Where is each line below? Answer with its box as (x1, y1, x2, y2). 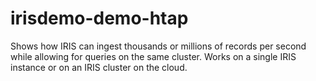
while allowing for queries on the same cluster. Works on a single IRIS (10, 50, 297, 62)
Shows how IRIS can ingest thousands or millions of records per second (10, 40, 307, 52)
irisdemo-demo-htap (10, 7, 189, 30)
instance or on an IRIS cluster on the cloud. (10, 61, 188, 73)
